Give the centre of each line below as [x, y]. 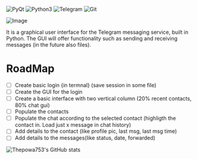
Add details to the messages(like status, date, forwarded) [85, 138]
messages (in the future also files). [49, 45]
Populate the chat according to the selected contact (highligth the [95, 118]
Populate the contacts [42, 112]
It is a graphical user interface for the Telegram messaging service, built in [97, 32]
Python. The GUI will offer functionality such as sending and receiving [92, 38]
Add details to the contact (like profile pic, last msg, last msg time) [96, 131]
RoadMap [30, 69]
